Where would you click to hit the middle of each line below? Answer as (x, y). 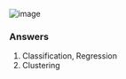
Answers (29, 36)
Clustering (41, 66)
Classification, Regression (70, 56)
